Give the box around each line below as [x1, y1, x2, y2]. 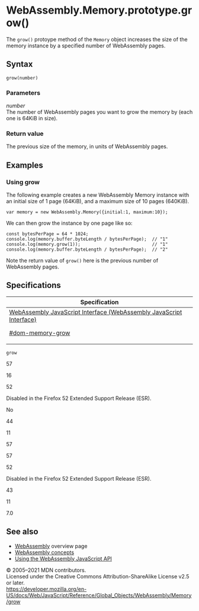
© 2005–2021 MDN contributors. [6, 567, 86, 574]
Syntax [6, 59, 33, 69]
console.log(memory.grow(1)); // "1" [6, 241, 168, 248]
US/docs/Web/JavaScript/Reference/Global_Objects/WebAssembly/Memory [6, 591, 192, 599]
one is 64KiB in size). [6, 115, 58, 122]
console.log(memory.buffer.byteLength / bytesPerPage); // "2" [6, 247, 168, 252]
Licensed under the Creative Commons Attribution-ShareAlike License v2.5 [6, 572, 190, 580]
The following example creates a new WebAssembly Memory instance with [6, 191, 190, 199]
